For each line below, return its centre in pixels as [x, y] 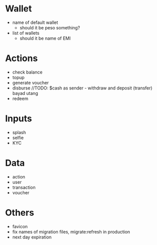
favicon [20, 226]
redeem [20, 98]
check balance [27, 72]
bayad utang [25, 93]
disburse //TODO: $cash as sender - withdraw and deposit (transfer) [82, 88]
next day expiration [32, 237]
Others [20, 212]
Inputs [19, 119]
